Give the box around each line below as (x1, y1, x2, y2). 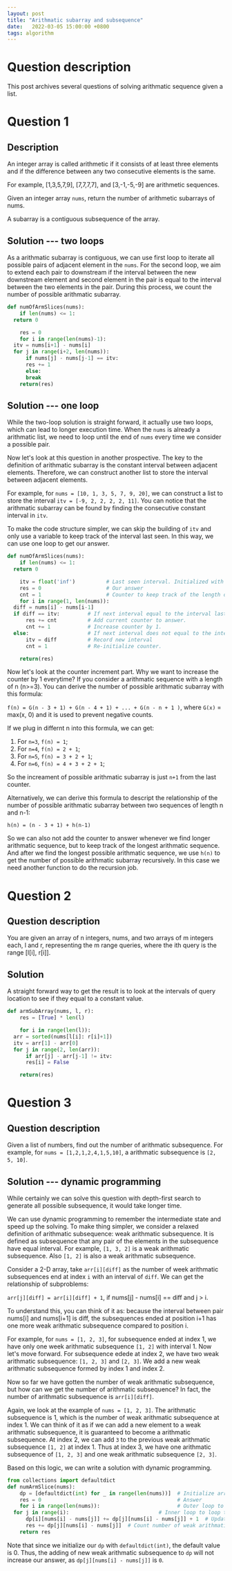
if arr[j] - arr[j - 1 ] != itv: (25, 1052, 113, 1059)
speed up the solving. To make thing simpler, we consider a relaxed (7, 1222, 199, 1231)
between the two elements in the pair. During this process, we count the (7, 283, 212, 291)
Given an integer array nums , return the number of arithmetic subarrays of (7, 194, 215, 202)
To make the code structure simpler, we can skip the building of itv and (7, 525, 212, 533)
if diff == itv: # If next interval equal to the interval (13, 611, 212, 618)
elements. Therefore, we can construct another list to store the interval (7, 469, 209, 477)
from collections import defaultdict (7, 1477, 116, 1484)
